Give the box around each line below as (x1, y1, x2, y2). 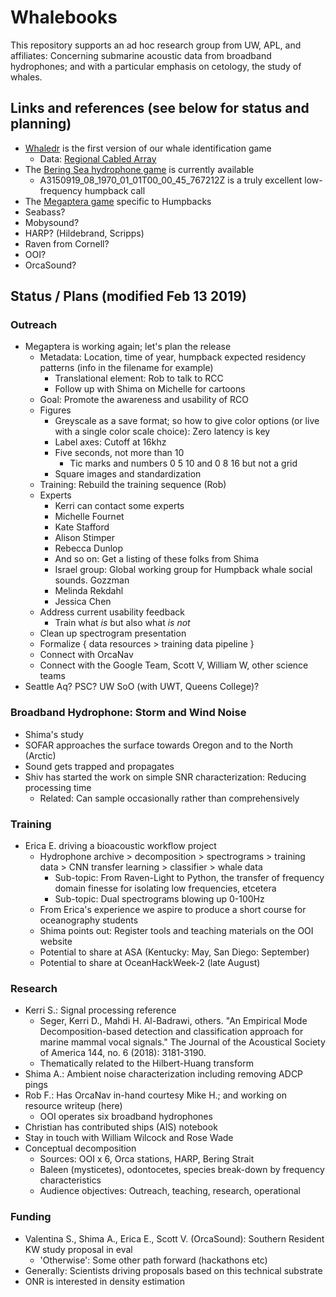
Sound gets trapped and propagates (24, 760, 175, 772)
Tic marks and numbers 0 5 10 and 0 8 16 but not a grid (69, 457, 298, 470)
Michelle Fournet (54, 511, 125, 523)
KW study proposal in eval (24, 1243, 133, 1255)
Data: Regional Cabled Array (39, 152, 157, 165)
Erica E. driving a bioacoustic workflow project (24, 840, 217, 852)
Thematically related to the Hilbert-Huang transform (39, 1057, 254, 1070)
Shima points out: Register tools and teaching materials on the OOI (39, 925, 314, 937)
